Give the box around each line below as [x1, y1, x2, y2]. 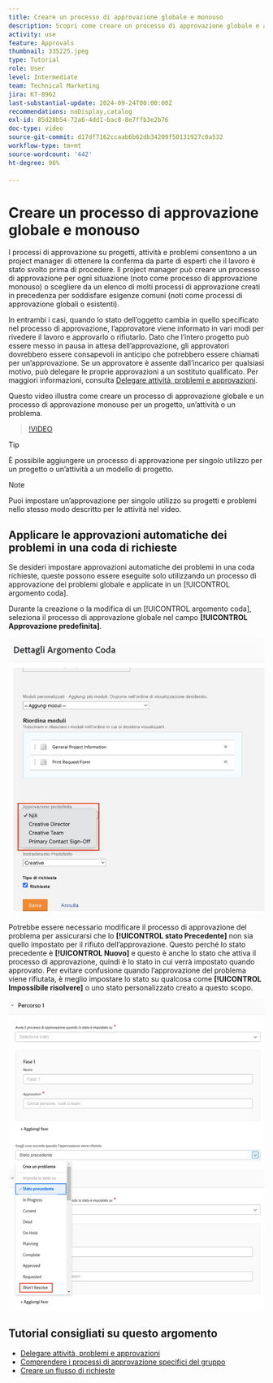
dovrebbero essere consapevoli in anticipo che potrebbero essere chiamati [8, 349, 260, 359]
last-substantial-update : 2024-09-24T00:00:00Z [8, 98, 173, 107]
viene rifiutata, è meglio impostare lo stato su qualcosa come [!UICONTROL [8, 974, 262, 984]
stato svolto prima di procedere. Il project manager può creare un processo [8, 265, 260, 275]
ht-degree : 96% [8, 158, 60, 167]
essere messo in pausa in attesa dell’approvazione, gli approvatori [8, 341, 230, 351]
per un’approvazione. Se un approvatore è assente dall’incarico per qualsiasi [8, 358, 265, 368]
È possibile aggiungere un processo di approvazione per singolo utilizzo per [8, 456, 262, 466]
